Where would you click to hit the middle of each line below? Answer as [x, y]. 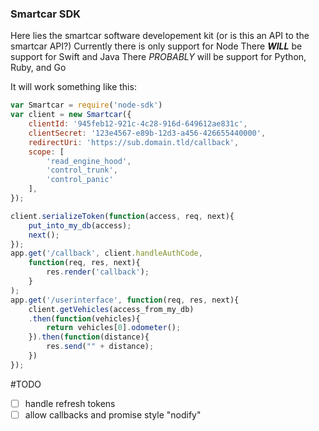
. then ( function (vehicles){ [84, 318]
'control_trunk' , [82, 170]
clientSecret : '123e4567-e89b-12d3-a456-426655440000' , [147, 133]
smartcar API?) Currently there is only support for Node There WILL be [156, 46]
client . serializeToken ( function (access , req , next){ [122, 216]
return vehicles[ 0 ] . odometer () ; [114, 328]
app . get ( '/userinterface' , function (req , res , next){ [125, 300]
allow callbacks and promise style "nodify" [113, 414]
